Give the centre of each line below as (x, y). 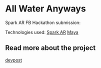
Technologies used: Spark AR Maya (42, 32)
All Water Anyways (45, 9)
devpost (14, 60)
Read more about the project (50, 48)
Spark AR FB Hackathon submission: (43, 22)
